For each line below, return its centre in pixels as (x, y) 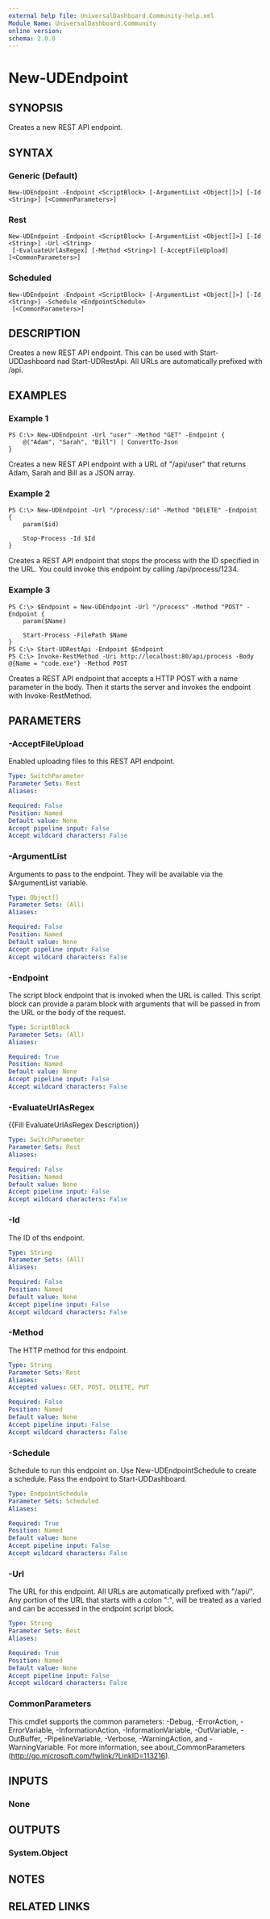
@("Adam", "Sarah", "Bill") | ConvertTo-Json (101, 442)
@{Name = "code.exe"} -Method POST (68, 663)
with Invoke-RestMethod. (50, 696)
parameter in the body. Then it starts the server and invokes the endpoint (130, 687)
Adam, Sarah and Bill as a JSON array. (72, 473)
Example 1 (29, 418)
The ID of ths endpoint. (47, 1238)
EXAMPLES (37, 395)
